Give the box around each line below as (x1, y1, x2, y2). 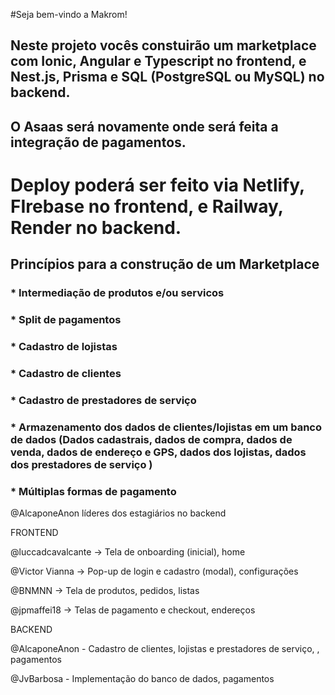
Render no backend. (10, 216, 182, 239)
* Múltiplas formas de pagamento (10, 484, 177, 498)
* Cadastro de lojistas (10, 340, 118, 354)
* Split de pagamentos (10, 313, 122, 327)
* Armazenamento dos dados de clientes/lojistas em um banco (10, 420, 322, 434)
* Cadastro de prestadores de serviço (10, 393, 197, 407)
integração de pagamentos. (10, 134, 187, 151)
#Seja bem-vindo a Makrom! (10, 9, 128, 20)
